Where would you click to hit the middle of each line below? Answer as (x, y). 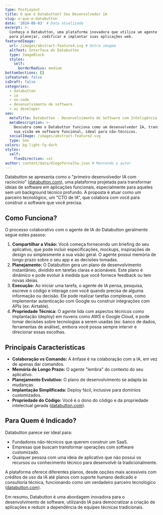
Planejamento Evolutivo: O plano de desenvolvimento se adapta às (80, 380)
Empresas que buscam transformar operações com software (73, 447)
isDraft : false (20, 82)
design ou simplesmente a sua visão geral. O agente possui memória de (84, 255)
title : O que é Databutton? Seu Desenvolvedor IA (56, 14)
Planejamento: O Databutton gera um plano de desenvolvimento (77, 265)
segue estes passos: (26, 235)
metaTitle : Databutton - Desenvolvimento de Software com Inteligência (83, 118)
